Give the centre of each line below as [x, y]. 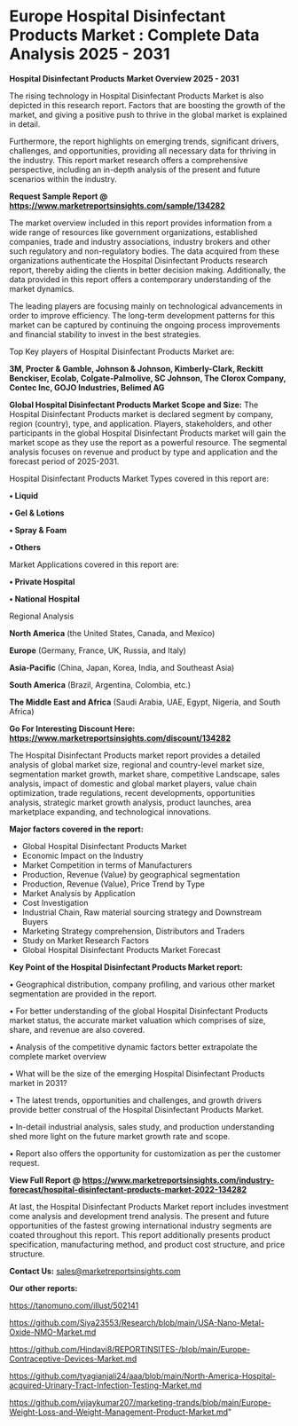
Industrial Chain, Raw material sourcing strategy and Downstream [141, 912]
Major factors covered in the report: [76, 829]
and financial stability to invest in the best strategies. [105, 334]
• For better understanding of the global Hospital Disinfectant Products [139, 1011]
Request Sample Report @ [59, 196]
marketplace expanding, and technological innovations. [110, 811]
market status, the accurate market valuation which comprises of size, [137, 1020]
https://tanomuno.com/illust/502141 [74, 1305]
